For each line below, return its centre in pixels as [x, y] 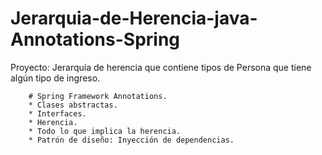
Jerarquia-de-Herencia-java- [134, 18]
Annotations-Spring [95, 39]
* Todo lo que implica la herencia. [105, 131]
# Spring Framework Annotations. [98, 96]
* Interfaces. [57, 113]
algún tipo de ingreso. [55, 78]
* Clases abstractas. [73, 105]
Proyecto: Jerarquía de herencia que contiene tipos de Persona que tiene [161, 67]
